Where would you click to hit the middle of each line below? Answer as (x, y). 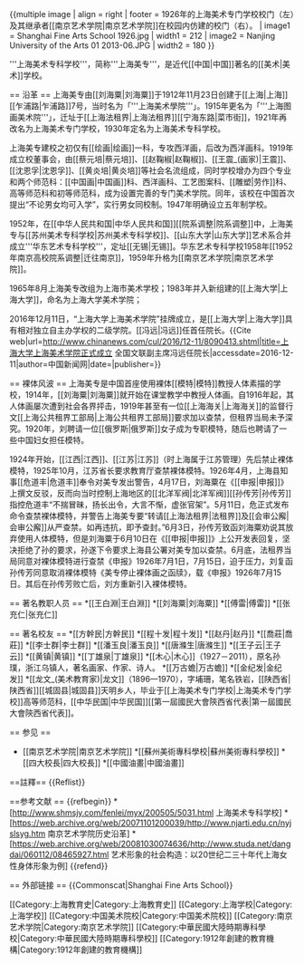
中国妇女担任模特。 (52, 440)
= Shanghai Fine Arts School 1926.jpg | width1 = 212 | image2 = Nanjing (142, 36)
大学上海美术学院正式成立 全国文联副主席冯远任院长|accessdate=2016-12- (155, 353)
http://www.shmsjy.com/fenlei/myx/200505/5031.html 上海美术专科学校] (147, 813)
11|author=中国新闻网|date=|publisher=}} (85, 364)
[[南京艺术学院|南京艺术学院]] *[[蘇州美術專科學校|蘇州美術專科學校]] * (154, 752)
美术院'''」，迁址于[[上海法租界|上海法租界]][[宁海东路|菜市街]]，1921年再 (152, 117)
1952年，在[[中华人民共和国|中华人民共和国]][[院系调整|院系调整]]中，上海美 (152, 224)
